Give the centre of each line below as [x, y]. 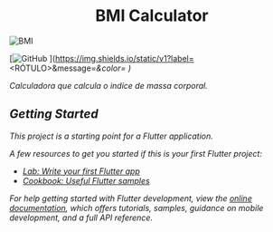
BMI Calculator [152, 16]
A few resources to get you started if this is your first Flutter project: [136, 153]
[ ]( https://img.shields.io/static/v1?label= [102, 58]
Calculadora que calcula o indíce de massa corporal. [108, 85]
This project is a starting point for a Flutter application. [112, 136]
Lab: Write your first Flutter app [81, 171]
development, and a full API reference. [81, 217]
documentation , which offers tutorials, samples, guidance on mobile [136, 208]
